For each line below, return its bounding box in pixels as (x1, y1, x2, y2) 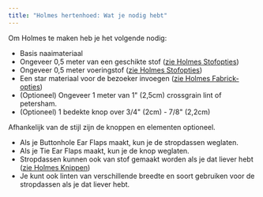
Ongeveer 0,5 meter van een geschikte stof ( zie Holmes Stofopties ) (19, 57, 239, 66)
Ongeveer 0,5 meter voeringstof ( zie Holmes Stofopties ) (19, 65, 203, 75)
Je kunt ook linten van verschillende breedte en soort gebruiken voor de (19, 171, 255, 180)
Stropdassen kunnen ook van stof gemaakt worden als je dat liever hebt (19, 154, 254, 164)
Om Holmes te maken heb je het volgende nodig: (8, 33, 167, 43)
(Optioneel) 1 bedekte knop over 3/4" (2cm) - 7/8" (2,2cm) (19, 107, 211, 117)
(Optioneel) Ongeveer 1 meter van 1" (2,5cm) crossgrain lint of (19, 90, 222, 99)
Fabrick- (212, 73, 239, 83)
